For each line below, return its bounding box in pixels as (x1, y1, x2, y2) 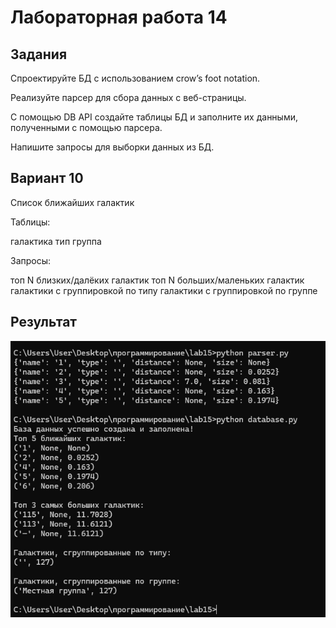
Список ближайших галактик (10, 196, 135, 208)
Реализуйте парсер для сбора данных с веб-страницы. (10, 92, 247, 103)
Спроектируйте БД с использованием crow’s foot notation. (10, 72, 261, 84)
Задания (10, 46, 68, 63)
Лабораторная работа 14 (10, 6, 228, 29)
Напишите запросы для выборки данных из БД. (10, 141, 215, 153)
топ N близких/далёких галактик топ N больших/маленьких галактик (10, 274, 305, 286)
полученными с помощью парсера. (10, 122, 163, 133)
